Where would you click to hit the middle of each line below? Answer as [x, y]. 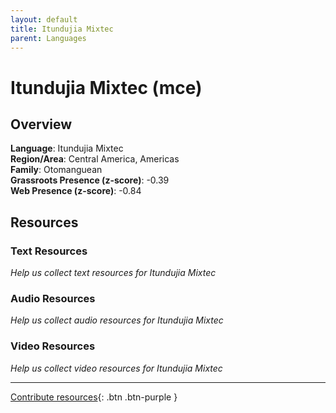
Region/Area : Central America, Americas [95, 159]
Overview [41, 124]
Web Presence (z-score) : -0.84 [76, 191]
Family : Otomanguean [56, 170]
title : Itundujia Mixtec [62, 29]
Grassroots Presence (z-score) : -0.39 [90, 180]
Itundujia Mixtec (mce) [106, 87]
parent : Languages [48, 38]
